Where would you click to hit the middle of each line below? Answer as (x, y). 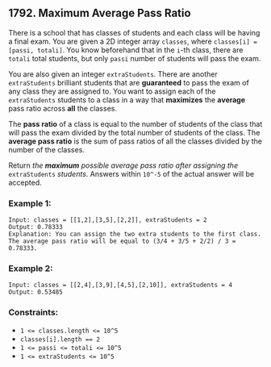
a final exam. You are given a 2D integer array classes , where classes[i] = (133, 41)
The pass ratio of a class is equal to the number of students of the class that (135, 123)
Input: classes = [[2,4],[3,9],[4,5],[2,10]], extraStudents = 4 (120, 286)
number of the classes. (46, 149)
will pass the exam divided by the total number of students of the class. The (134, 132)
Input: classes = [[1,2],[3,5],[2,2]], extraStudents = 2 (108, 220)
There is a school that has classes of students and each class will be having (134, 32)
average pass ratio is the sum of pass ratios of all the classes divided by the (135, 141)
